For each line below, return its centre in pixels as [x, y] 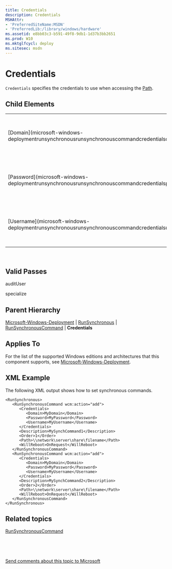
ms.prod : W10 [19, 39]
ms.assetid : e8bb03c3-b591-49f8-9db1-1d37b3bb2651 [60, 34]
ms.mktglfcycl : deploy [29, 44]
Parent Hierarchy [33, 310]
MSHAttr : [15, 20]
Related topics [29, 519]
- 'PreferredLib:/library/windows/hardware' [53, 29]
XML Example [28, 378]
